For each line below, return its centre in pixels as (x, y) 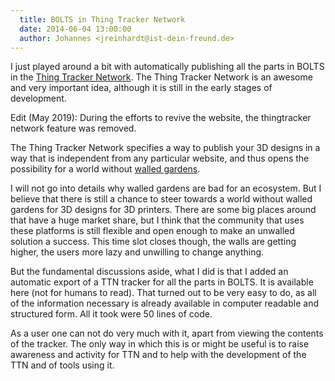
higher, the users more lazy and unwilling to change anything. (137, 252)
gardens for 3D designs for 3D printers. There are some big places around (163, 210)
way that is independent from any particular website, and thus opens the (160, 158)
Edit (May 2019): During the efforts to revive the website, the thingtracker (161, 118)
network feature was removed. (73, 128)
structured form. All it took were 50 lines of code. (111, 314)
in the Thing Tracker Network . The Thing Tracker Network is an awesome (161, 77)
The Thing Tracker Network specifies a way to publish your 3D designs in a (165, 148)
